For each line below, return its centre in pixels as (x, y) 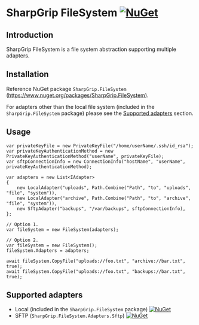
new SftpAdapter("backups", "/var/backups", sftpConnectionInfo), (101, 209)
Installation (27, 75)
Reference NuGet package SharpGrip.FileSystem (66, 89)
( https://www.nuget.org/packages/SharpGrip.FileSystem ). (77, 95)
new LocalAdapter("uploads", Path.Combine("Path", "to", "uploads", (104, 188)
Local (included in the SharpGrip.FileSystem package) (81, 309)
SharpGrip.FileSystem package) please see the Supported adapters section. (100, 113)
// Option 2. (22, 240)
